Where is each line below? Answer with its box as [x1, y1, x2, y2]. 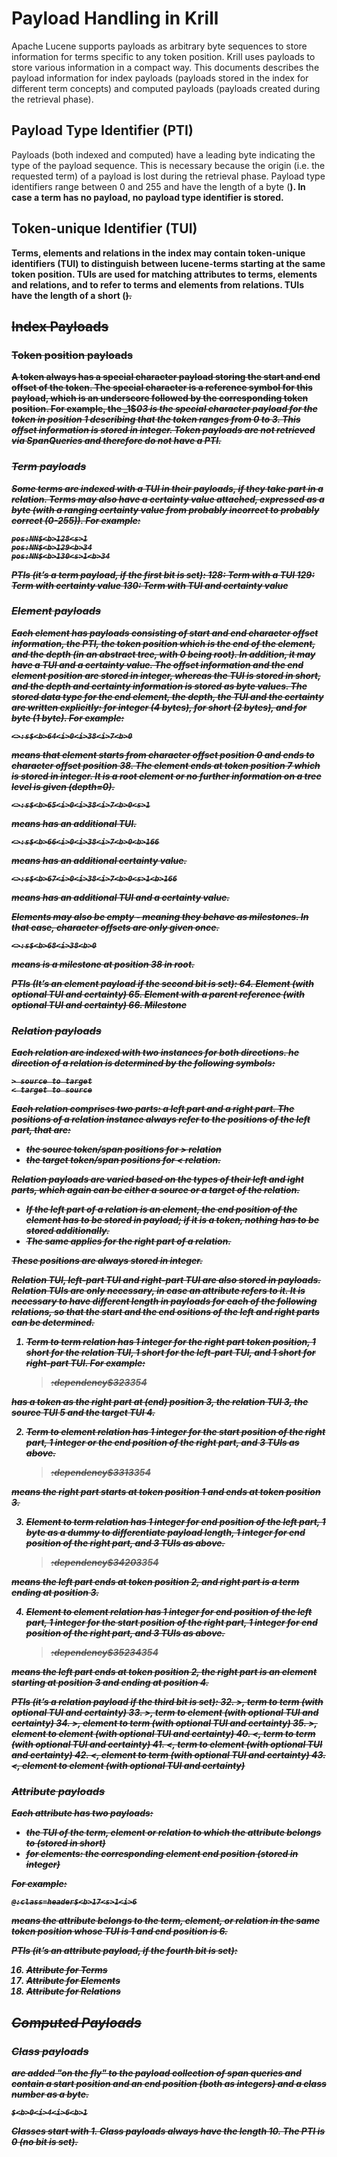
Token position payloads [11, 348, 134, 362]
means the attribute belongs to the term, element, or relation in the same [11, 1915, 321, 1927]
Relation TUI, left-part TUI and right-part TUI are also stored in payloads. [11, 1274, 322, 1286]
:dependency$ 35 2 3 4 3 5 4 [50, 1647, 159, 1659]
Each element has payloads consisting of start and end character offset [11, 627, 319, 639]
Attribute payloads [11, 1785, 106, 1799]
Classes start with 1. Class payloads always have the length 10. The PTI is [11, 2125, 326, 2137]
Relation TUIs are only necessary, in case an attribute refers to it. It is [11, 1285, 306, 1297]
